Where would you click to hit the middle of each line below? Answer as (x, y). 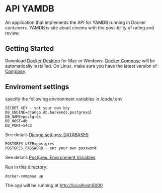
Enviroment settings (37, 87)
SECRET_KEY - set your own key (38, 108)
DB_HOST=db (16, 121)
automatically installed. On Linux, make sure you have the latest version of (81, 66)
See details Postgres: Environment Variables (50, 157)
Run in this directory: (27, 167)
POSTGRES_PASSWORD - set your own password (51, 148)
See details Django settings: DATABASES (47, 134)
